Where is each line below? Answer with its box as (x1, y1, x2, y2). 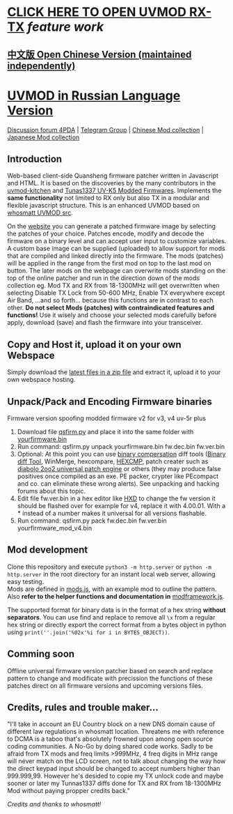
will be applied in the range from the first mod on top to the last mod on (7, 259, 211, 268)
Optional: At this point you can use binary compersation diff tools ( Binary (17, 450, 226, 458)
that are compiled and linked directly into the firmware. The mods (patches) (7, 252, 224, 260)
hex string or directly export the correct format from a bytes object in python (7, 620, 227, 629)
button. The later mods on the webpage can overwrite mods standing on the (7, 266, 226, 275)
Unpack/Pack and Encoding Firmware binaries (7, 395, 212, 408)
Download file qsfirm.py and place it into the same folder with (17, 427, 194, 436)
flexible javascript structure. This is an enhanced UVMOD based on (7, 201, 200, 210)
